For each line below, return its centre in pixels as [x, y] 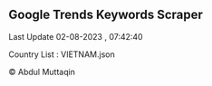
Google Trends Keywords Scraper [106, 15]
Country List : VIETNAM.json [62, 54]
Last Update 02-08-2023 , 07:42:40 [76, 36]
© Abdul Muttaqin [42, 72]
